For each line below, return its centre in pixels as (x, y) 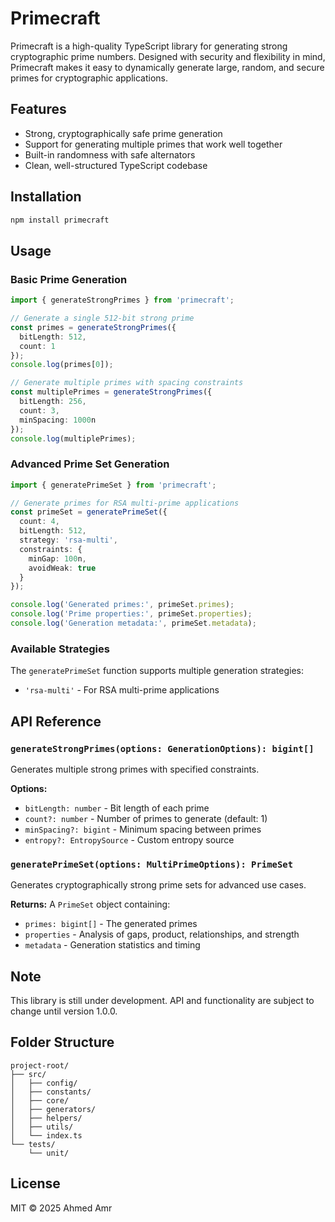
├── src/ (28, 1074)
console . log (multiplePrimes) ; (73, 438)
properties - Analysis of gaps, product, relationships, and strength (162, 934)
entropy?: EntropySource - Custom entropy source (129, 839)
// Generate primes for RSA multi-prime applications (125, 503)
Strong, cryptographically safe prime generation (123, 133)
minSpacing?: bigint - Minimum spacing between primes (143, 829)
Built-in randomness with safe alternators (110, 154)
